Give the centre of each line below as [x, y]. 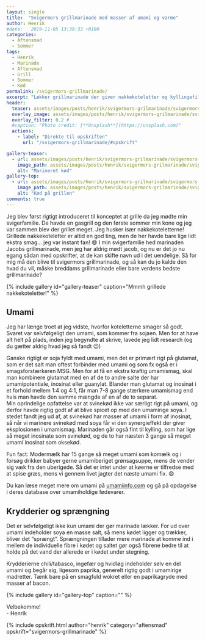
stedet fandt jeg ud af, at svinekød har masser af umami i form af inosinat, [99, 416]
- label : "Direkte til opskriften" [63, 137]
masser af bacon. [28, 583]
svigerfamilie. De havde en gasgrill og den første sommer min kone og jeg [99, 223]
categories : [21, 35]
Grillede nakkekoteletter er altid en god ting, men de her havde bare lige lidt [101, 236]
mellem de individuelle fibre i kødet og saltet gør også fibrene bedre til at [98, 545]
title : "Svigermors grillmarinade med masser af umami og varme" [92, 18]
